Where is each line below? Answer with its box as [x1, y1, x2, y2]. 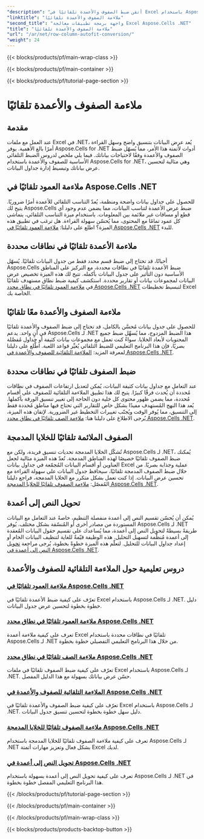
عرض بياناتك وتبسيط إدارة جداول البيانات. [7, 164, 100, 171]
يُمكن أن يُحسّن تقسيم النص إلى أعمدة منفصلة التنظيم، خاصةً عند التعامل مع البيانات [7, 514, 194, 521]
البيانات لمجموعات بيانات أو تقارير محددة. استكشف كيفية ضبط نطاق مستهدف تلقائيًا [7, 276, 196, 284]
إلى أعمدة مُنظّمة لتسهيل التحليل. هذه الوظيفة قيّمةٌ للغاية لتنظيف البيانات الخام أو [7, 533, 189, 540]
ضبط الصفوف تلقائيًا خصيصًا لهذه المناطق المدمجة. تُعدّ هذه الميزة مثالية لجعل [7, 455, 181, 462]
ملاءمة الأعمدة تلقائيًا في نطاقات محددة [7, 241, 137, 251]
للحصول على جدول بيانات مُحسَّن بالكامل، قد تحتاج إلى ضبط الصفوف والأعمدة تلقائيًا [7, 323, 196, 330]
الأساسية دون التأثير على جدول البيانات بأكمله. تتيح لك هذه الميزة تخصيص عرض [7, 270, 184, 277]
